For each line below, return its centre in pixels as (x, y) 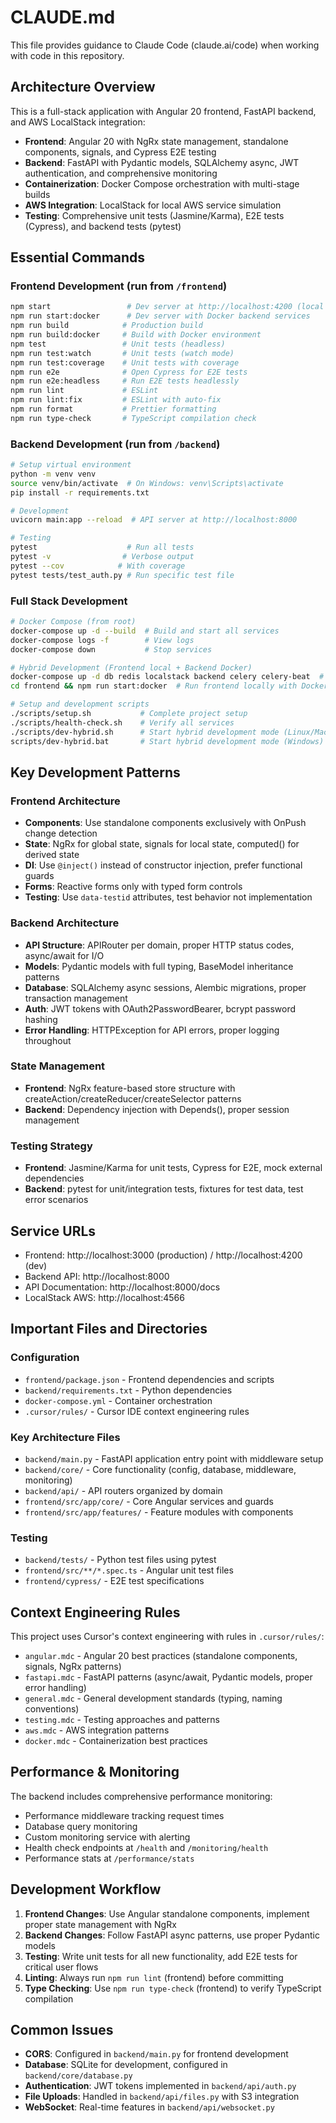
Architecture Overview (83, 87)
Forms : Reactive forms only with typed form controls (133, 887)
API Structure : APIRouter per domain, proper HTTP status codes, (159, 945)
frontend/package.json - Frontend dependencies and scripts (149, 1379)
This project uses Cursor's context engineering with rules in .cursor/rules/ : (167, 1637)
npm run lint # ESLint (84, 391)
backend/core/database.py (78, 2076)
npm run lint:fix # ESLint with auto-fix (116, 400)
